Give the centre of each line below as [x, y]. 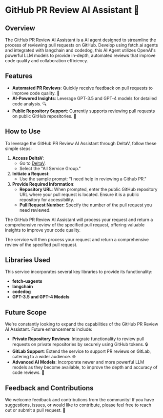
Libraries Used [28, 260]
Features [19, 76]
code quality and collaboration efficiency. [47, 61]
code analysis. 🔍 [29, 104]
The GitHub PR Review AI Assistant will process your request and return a [79, 220]
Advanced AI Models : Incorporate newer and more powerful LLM [78, 362]
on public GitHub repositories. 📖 [44, 116]
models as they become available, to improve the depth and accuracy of [85, 368]
